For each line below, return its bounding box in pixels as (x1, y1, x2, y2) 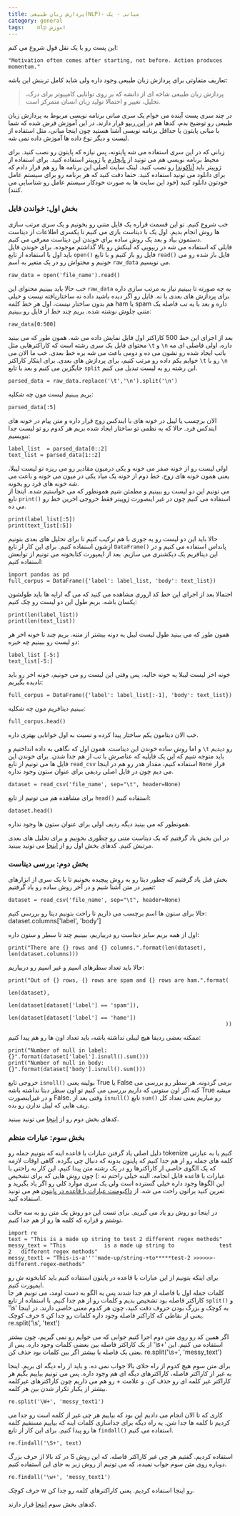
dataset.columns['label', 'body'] (8, 916, 101, 925)
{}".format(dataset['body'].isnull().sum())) (8, 1065, 146, 1073)
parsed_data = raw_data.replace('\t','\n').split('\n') (8, 377, 178, 384)
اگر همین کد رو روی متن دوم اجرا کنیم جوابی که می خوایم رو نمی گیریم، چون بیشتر (8, 1332, 229, 1341)
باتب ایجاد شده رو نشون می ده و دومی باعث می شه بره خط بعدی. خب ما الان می (8, 348, 226, 357)
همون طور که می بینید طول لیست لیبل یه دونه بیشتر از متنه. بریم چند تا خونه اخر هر (8, 630, 230, 638)
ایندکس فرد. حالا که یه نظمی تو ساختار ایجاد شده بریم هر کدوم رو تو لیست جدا (8, 423, 217, 432)
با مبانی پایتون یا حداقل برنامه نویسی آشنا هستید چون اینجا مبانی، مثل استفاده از (8, 126, 220, 135)
